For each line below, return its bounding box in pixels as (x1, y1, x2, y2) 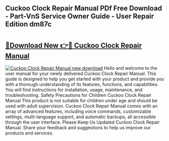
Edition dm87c (5, 20, 52, 29)
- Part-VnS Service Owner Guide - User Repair (5, 12, 154, 21)
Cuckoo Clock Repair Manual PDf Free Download (5, 4, 162, 13)
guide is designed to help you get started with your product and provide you (5, 76, 164, 82)
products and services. (5, 130, 54, 136)
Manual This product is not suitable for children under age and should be (5, 98, 158, 103)
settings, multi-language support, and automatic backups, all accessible (5, 114, 156, 120)
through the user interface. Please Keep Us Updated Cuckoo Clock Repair (5, 119, 160, 125)
